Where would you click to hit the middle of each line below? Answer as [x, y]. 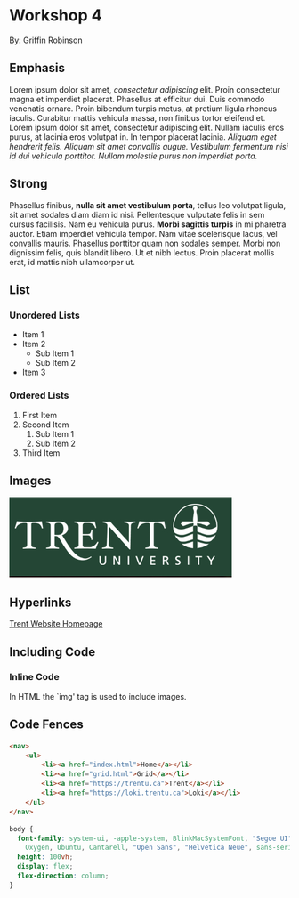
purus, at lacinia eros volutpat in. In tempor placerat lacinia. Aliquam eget [143, 137]
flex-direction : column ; [63, 876]
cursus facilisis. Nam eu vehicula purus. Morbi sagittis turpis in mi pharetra [148, 224]
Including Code [53, 652]
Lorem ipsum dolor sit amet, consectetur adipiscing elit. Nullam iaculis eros [147, 127]
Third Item [41, 453]
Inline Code [34, 677]
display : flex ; [45, 867]
